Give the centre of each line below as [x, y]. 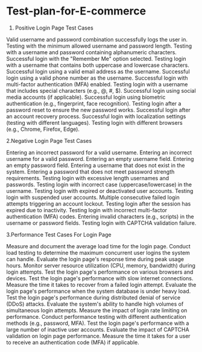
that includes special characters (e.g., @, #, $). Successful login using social [101, 90]
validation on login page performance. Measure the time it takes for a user [99, 336]
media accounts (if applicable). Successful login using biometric [86, 97]
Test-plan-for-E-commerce [76, 11]
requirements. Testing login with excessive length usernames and [88, 178]
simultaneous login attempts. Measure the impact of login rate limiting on [97, 310]
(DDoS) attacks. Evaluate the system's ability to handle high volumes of [95, 304]
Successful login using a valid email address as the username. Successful [98, 71]
